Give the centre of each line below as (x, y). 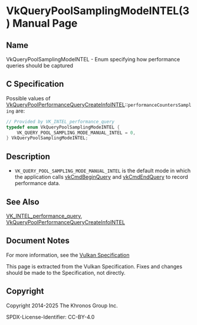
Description (28, 157)
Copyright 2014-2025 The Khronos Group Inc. (62, 306)
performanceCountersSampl (160, 105)
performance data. (37, 183)
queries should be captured (40, 65)
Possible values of (28, 98)
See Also (23, 202)
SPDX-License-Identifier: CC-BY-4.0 (50, 317)
